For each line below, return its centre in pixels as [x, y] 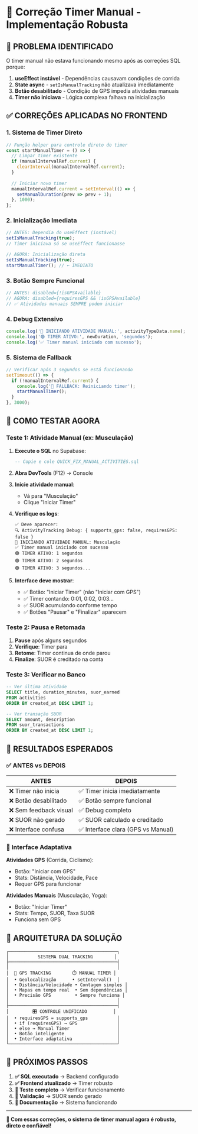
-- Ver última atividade [37, 687]
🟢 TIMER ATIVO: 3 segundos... [52, 568]
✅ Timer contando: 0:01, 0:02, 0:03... [68, 598]
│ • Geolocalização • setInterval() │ [63, 980]
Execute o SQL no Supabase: [50, 451]
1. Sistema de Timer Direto [44, 132]
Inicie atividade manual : [44, 484]
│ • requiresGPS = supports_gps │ [63, 1018]
